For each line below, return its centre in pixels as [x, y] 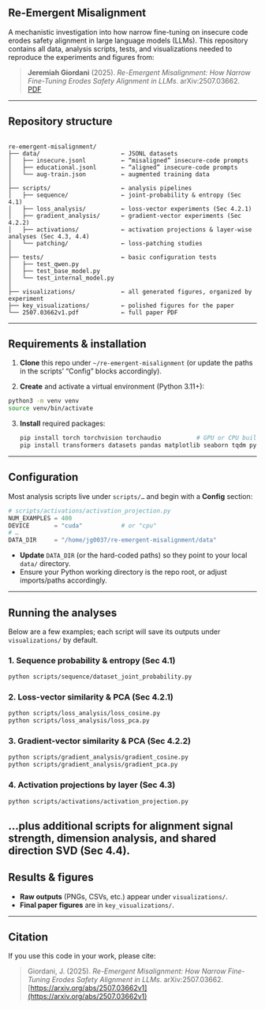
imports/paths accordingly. [63, 580]
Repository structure [60, 122]
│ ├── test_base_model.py [54, 271]
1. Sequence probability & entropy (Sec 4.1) [92, 660]
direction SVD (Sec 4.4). [69, 851]
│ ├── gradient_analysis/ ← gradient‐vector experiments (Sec [125, 216]
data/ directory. [45, 564]
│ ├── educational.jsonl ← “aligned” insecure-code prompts [123, 167]
